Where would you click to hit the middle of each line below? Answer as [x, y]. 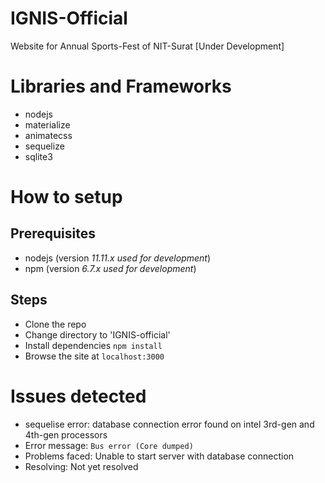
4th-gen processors [66, 434]
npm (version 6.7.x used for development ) [110, 268]
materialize [47, 124]
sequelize [44, 146]
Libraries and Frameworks [121, 86]
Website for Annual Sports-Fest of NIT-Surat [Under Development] [147, 46]
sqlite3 [38, 156]
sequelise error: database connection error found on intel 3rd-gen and [169, 424]
